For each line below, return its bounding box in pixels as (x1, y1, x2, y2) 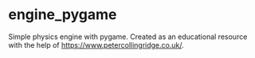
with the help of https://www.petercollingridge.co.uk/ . (8, 40, 185, 49)
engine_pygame (8, 6, 117, 24)
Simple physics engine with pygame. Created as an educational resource (8, 32, 248, 41)
